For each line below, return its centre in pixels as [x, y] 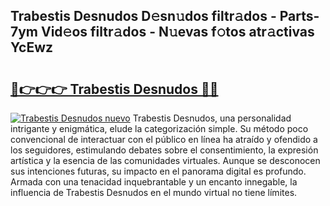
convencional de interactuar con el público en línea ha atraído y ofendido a [164, 139]
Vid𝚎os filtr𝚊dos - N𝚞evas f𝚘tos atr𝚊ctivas [177, 32]
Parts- [299, 16]
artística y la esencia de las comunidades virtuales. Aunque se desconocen [165, 160]
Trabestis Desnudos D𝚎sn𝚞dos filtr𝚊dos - [143, 16]
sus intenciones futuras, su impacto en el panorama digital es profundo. [158, 171]
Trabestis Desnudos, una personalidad [212, 118]
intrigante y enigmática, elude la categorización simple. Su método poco [159, 128]
